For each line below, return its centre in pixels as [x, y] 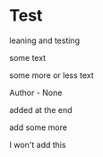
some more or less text [51, 75]
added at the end [41, 109]
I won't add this [38, 144]
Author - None [36, 92]
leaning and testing [45, 40]
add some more [38, 127]
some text [28, 57]
